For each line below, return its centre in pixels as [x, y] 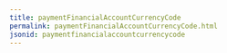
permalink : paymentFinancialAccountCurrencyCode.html [114, 26]
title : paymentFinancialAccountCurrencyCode [95, 18]
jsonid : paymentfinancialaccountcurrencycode [97, 34]
